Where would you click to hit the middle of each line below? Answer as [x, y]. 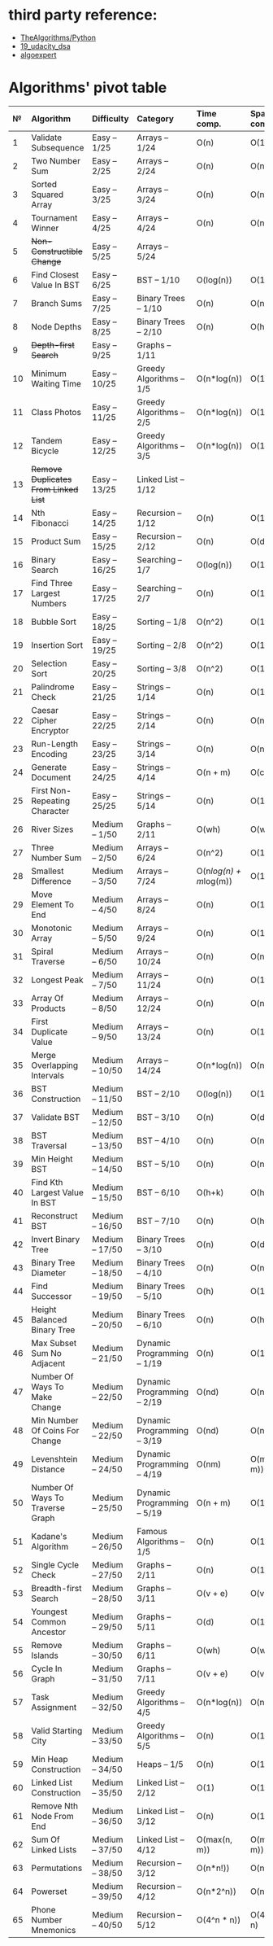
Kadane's [49, 1536]
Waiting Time [56, 383]
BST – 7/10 [158, 1221]
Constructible [57, 251]
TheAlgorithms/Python [58, 37]
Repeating [51, 801]
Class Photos [56, 412]
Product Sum [56, 541]
